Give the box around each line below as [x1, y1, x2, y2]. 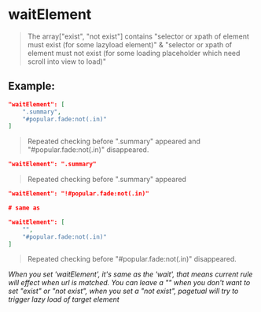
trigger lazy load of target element [8, 295, 119, 304]
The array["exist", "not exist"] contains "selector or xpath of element [27, 32, 250, 41]
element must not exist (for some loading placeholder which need [27, 48, 241, 58]
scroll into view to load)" [27, 57, 107, 66]
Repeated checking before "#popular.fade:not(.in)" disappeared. [27, 254, 237, 264]
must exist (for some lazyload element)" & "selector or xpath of [27, 39, 233, 49]
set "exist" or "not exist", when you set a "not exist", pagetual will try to [8, 286, 239, 296]
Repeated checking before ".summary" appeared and [27, 136, 200, 147]
